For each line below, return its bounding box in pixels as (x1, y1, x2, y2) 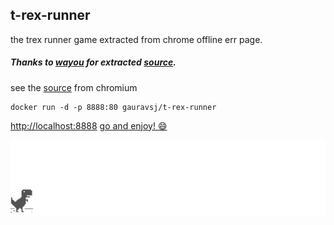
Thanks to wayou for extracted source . (10, 56, 177, 68)
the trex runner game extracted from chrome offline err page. (10, 33, 263, 45)
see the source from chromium (10, 81, 138, 93)
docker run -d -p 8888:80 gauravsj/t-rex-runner (10, 102, 217, 112)
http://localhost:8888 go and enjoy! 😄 (10, 119, 168, 132)
